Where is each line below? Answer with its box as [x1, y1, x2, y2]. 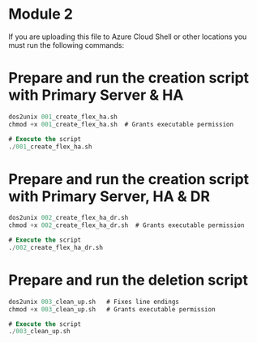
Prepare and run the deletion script [8, 271, 249, 289]
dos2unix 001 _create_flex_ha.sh [8, 113, 118, 121]
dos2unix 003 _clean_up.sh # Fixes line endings [8, 298, 180, 306]
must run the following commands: [8, 40, 124, 49]
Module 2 [8, 5, 73, 24]
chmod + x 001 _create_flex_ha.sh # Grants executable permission [8, 120, 233, 128]
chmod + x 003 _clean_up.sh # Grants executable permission [8, 305, 216, 313]
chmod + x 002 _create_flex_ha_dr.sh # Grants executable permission [8, 221, 245, 229]
